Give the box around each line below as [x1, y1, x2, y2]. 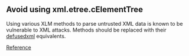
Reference [6, 44, 31, 51]
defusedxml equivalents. [6, 32, 66, 40]
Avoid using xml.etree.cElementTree [6, 5, 144, 15]
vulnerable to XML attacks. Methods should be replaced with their [6, 26, 167, 33]
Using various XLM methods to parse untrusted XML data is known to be [6, 20, 183, 27]
